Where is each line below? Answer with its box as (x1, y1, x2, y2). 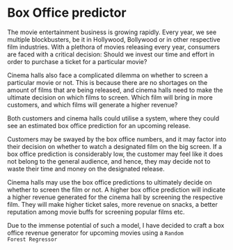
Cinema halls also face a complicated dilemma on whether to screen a (7, 71, 209, 79)
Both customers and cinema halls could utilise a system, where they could (7, 114, 220, 123)
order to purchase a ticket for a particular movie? (7, 57, 147, 65)
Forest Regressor (7, 235, 58, 243)
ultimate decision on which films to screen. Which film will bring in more (7, 93, 214, 102)
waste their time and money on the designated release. (7, 164, 165, 173)
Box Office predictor (7, 5, 127, 21)
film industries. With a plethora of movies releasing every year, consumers (7, 42, 220, 51)
